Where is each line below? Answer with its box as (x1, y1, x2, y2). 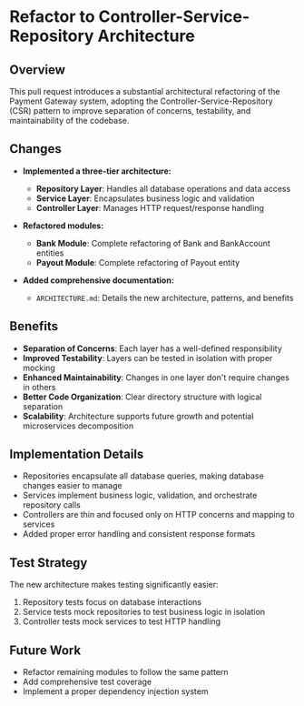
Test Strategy (9, 555, 88, 570)
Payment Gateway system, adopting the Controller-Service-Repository (9, 96, 274, 106)
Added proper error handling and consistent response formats (22, 529, 256, 540)
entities (35, 247, 64, 258)
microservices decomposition (22, 420, 134, 431)
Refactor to (9, 6, 95, 27)
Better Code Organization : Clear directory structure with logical (22, 391, 262, 402)
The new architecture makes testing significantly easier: (9, 580, 220, 590)
